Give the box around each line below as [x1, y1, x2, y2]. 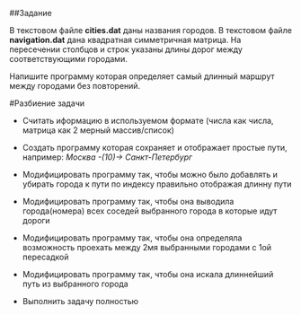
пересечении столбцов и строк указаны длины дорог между [9, 44, 243, 55]
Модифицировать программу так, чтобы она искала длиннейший [22, 269, 274, 279]
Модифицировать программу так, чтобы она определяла [22, 232, 243, 243]
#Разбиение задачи [9, 98, 85, 109]
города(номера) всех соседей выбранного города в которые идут [22, 206, 278, 216]
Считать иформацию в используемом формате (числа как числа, [22, 116, 274, 126]
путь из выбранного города [22, 278, 128, 289]
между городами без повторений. [9, 81, 141, 91]
